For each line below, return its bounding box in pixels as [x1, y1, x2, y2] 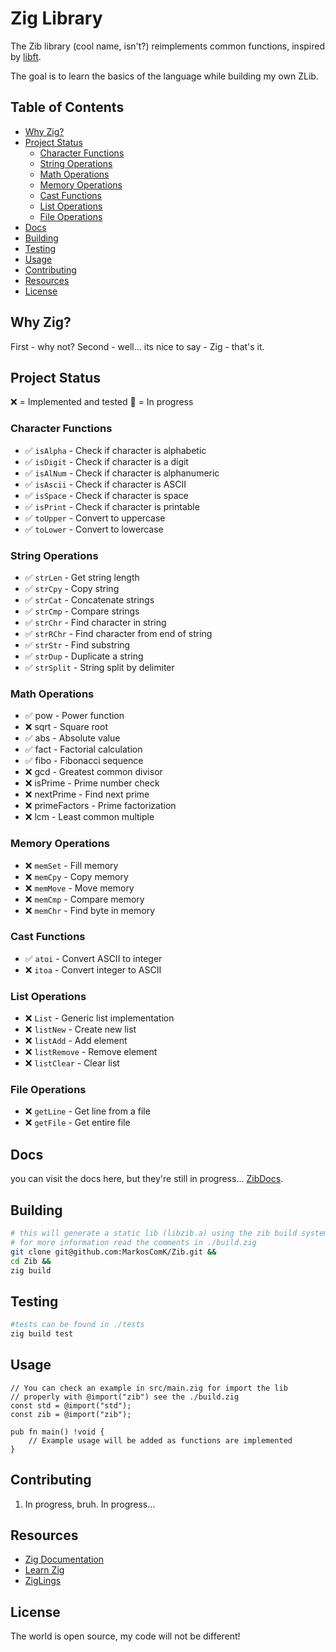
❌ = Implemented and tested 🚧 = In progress [10, 396, 194, 408]
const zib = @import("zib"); [10, 1409, 132, 1419]
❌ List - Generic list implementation [24, 1012, 175, 1024]
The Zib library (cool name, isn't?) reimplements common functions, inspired [10, 40, 326, 52]
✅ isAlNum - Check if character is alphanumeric [24, 467, 220, 479]
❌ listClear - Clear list [24, 1057, 120, 1069]
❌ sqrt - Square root [24, 721, 108, 733]
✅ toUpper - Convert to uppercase [24, 512, 166, 524]
